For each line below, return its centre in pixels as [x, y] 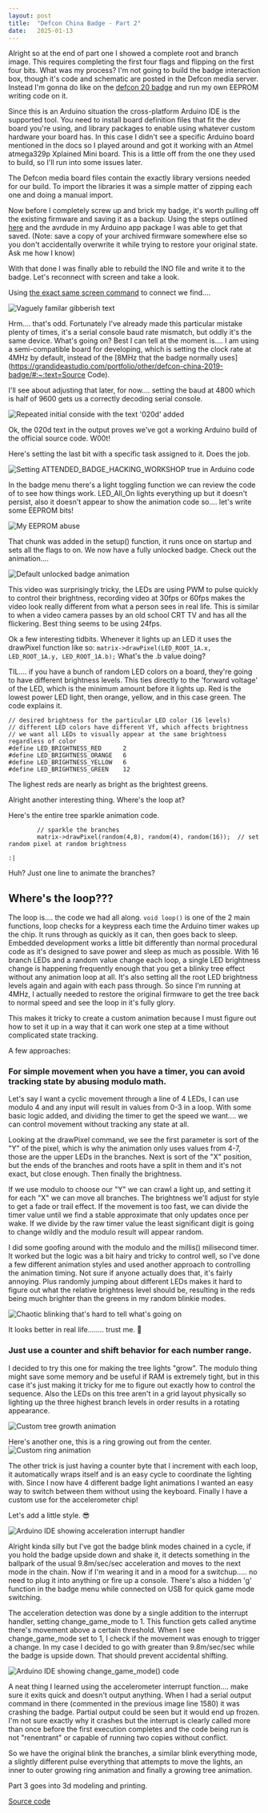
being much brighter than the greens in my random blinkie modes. [117, 1299]
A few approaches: [39, 1051]
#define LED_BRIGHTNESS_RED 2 [68, 749]
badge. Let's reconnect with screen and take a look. [94, 277]
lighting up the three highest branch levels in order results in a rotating [124, 1402]
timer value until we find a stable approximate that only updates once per [129, 1215]
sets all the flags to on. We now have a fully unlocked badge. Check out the [132, 550]
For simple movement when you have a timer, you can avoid [127, 1072]
